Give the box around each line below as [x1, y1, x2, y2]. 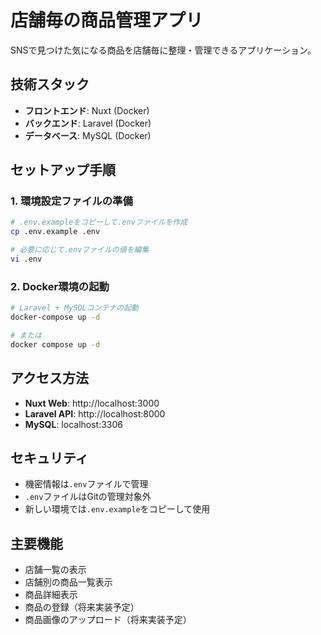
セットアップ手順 [10, 162, 116, 179]
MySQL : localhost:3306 [24, 418, 124, 430]
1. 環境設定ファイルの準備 [10, 194, 133, 208]
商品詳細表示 [24, 589, 78, 601]
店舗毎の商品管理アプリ [10, 9, 204, 32]
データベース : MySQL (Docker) [24, 129, 152, 141]
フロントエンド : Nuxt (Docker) [24, 104, 150, 116]
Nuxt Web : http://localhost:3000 [24, 397, 160, 409]
